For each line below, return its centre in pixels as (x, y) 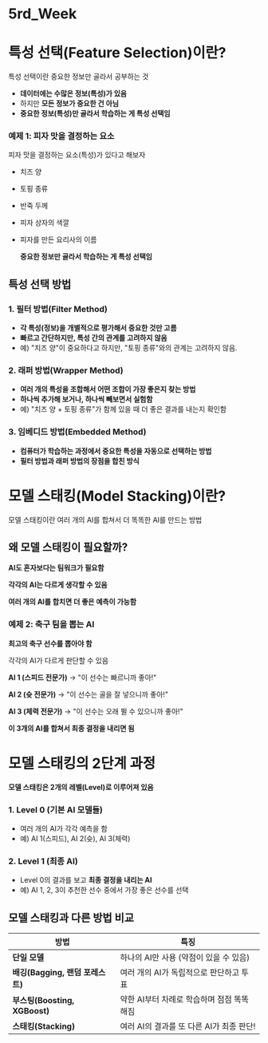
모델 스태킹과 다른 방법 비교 (71, 917)
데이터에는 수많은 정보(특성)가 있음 (73, 93)
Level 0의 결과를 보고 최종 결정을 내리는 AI (86, 880)
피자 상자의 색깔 (44, 223)
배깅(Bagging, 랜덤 (47, 973)
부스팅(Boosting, (43, 1001)
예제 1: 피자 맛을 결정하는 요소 (61, 136)
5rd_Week (43, 14)
